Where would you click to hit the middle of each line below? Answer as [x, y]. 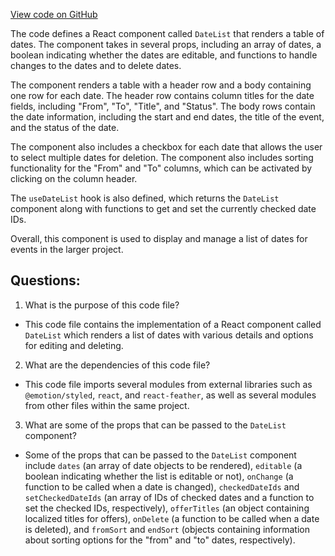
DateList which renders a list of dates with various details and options [169, 335]
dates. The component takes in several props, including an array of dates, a [166, 44]
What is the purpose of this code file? [102, 305]
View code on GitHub [54, 14]
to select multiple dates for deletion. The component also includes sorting [162, 157]
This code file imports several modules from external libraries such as [168, 384]
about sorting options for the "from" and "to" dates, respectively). [160, 540]
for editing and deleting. [74, 345]
